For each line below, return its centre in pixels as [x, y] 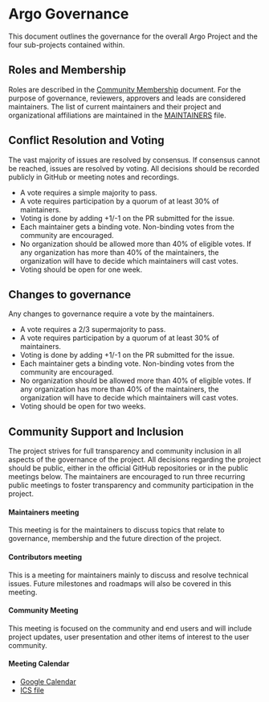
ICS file [32, 690]
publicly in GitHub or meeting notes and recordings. [94, 177]
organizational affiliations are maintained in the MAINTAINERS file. [117, 115]
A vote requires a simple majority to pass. [89, 192]
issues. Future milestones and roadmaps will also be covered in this [120, 583]
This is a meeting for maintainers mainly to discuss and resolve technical [128, 575]
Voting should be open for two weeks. [83, 406]
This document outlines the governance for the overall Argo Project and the [133, 36]
